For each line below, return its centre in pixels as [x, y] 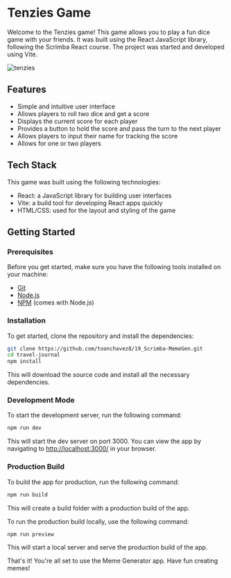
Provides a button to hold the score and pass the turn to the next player [119, 128]
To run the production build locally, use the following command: [98, 521]
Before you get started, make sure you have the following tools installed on [114, 267]
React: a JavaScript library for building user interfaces [94, 195]
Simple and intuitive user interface [66, 106]
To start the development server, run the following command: [95, 415]
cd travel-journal [34, 355]
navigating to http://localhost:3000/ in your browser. [82, 449]
